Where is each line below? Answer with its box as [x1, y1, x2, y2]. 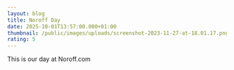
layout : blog [7, 10, 45, 17]
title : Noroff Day [7, 17, 61, 24]
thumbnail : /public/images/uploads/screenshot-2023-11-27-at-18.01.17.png [7, 29, 229, 37]
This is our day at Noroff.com [7, 55, 91, 63]
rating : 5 [7, 36, 36, 43]
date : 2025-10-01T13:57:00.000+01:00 [7, 23, 117, 30]
